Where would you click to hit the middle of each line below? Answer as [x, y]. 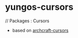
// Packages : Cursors [27, 21]
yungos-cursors [39, 7]
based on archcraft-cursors [40, 30]
